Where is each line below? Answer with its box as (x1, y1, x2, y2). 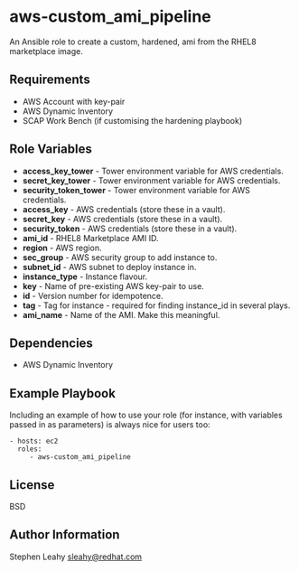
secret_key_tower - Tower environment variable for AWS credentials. (22, 174, 281, 186)
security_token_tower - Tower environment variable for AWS (22, 184, 250, 195)
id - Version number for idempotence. (22, 290, 164, 301)
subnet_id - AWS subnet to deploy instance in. (22, 261, 197, 272)
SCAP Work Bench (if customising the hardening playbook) (22, 115, 243, 126)
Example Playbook (9, 386, 116, 401)
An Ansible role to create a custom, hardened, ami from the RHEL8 (9, 36, 257, 47)
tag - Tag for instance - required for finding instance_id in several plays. (22, 300, 291, 311)
